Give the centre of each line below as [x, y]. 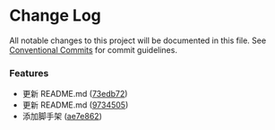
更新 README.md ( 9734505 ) [75, 105]
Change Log [55, 16]
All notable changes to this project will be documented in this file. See [138, 40]
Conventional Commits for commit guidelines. [93, 49]
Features [29, 73]
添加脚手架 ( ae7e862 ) [62, 117]
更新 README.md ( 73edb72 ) [75, 94]
